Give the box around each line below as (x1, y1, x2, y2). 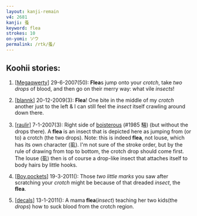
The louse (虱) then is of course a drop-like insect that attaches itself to (14, 154, 188, 162)
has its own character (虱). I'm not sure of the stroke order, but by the (14, 141, 183, 148)
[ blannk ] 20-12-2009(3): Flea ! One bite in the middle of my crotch (14, 97, 175, 104)
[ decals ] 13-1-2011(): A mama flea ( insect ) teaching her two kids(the (14, 197, 178, 204)
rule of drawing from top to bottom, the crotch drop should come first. (14, 148, 184, 155)
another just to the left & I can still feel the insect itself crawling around (14, 102, 186, 109)
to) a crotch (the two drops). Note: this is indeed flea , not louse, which (14, 134, 185, 141)
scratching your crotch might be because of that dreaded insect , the (14, 179, 181, 186)
